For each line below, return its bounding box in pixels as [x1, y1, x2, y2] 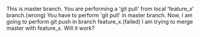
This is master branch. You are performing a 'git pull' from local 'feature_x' [6, 5, 194, 12]
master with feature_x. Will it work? [6, 24, 95, 32]
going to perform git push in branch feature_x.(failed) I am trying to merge [6, 18, 193, 25]
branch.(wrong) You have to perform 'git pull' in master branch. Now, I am [6, 12, 193, 19]
